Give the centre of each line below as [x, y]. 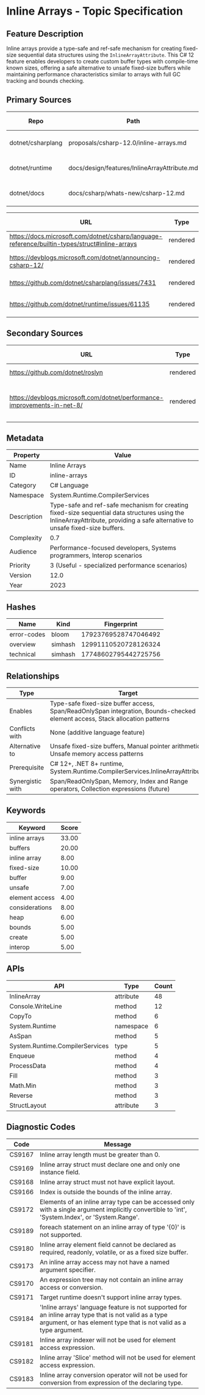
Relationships [33, 676]
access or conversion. [71, 1287]
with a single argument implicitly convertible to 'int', [113, 1209]
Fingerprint [121, 624]
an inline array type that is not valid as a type [103, 1314]
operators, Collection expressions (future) [110, 789]
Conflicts [22, 729]
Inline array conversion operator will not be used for [113, 1375]
